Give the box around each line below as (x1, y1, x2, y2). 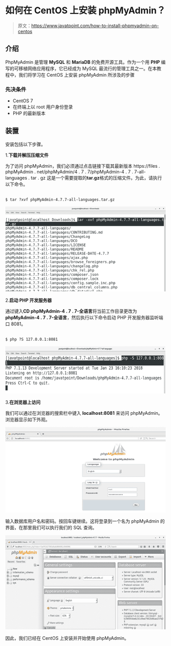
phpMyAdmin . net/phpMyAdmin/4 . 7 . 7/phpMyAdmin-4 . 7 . (5, 168, 133, 174)
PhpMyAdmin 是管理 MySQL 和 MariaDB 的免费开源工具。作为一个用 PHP (5, 59, 160, 65)
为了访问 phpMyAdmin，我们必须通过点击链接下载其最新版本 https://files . (5, 163, 160, 169)
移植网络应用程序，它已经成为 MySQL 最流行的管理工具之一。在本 (18, 65, 157, 72)
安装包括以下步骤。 (5, 141, 46, 147)
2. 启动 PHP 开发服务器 (5, 297, 52, 303)
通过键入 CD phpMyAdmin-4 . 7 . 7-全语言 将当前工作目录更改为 (5, 308, 137, 315)
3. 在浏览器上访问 (5, 399, 41, 406)
